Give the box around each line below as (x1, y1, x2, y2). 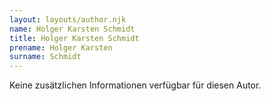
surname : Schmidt (9, 52, 82, 62)
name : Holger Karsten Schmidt (9, 24, 136, 34)
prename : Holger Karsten (9, 42, 113, 53)
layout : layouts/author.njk (9, 14, 127, 25)
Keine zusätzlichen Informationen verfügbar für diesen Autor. (9, 79, 262, 91)
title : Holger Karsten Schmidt (9, 33, 140, 43)
